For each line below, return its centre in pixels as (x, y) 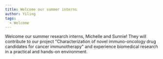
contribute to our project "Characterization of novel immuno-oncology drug (81, 42)
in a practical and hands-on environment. (46, 52)
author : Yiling (20, 14)
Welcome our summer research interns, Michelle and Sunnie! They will (76, 36)
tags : (10, 18)
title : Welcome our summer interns (41, 9)
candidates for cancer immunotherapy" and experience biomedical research (81, 47)
